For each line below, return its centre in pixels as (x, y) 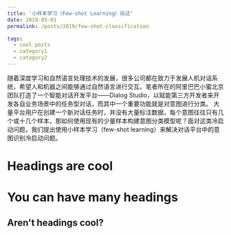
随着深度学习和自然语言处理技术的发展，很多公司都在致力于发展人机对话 (109, 78)
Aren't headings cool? (56, 222)
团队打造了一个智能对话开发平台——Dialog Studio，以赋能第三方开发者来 (110, 95)
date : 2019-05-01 (32, 20)
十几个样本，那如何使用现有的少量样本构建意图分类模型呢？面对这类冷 (118, 121)
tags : (15, 38)
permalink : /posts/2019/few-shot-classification (78, 26)
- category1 (31, 51)
